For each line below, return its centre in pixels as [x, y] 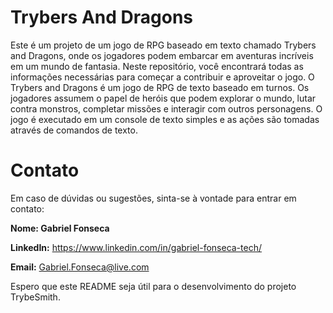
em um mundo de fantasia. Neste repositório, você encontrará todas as [157, 66]
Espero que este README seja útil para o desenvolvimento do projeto [153, 286]
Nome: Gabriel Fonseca [60, 228]
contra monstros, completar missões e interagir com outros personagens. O [166, 108]
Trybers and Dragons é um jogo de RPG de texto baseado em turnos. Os [160, 87]
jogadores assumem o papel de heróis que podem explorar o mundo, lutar [163, 98]
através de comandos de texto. [74, 130]
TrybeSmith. [35, 297]
